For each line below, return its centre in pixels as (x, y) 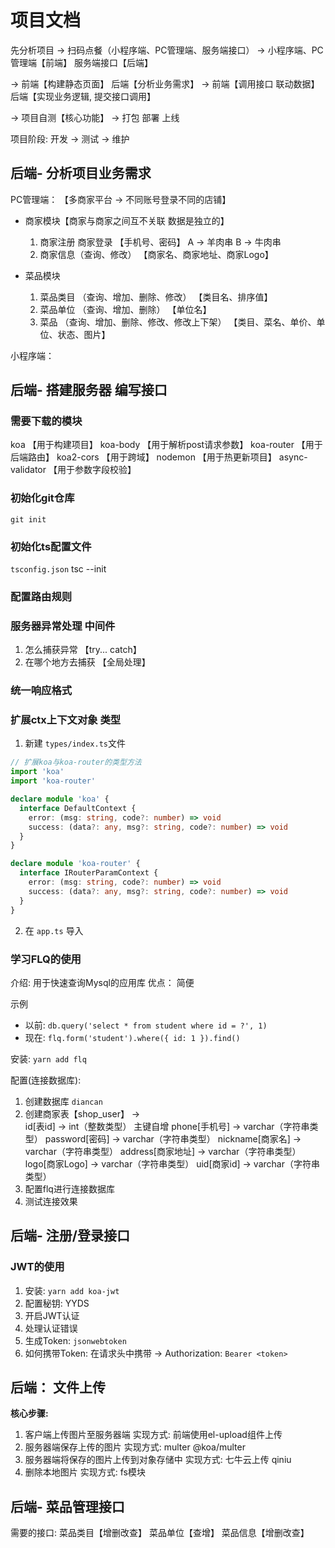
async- (293, 457)
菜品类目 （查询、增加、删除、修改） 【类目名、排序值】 (156, 297)
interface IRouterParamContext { (89, 873)
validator (28, 470)
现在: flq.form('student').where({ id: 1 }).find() (132, 1037)
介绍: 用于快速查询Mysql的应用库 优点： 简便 (102, 982)
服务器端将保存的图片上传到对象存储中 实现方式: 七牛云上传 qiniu (158, 1460)
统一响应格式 (41, 691)
